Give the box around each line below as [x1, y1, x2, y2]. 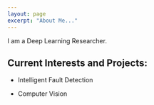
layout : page [7, 10, 46, 18]
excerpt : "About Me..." [7, 17, 78, 24]
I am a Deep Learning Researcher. [7, 36, 107, 45]
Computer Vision [17, 89, 68, 98]
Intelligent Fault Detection [17, 76, 93, 84]
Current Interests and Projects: [7, 57, 148, 69]
